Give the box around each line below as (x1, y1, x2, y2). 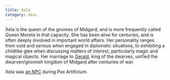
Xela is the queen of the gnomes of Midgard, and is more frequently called (5, 26, 161, 32)
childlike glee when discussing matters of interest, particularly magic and (5, 48, 158, 54)
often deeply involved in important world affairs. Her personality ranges (5, 37, 155, 43)
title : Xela (5, 7, 30, 13)
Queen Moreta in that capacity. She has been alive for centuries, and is (5, 32, 154, 38)
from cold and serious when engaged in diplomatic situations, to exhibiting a (5, 42, 165, 48)
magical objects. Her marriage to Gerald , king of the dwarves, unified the (5, 53, 158, 59)
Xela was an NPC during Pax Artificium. (5, 68, 88, 74)
